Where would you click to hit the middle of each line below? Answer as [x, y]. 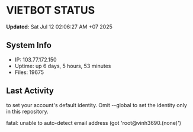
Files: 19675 [29, 72]
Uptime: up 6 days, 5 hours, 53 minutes [63, 66]
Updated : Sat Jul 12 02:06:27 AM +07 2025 [59, 27]
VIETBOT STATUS [51, 10]
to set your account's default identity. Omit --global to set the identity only [97, 105]
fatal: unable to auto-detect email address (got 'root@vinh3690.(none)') [94, 123]
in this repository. [27, 111]
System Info [29, 45]
